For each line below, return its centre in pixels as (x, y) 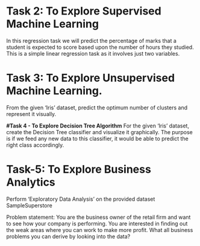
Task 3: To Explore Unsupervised (91, 78)
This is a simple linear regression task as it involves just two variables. (93, 53)
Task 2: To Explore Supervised (84, 11)
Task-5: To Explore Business (79, 170)
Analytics (31, 182)
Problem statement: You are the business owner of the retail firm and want (98, 217)
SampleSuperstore (29, 205)
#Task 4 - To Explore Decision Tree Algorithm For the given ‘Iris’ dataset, (98, 126)
